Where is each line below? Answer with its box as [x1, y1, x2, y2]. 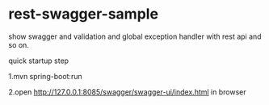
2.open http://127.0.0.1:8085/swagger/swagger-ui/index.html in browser [8, 86, 246, 97]
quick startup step [8, 56, 69, 65]
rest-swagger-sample [8, 5, 159, 23]
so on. [8, 40, 30, 49]
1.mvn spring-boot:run [8, 71, 82, 81]
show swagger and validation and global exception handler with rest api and [8, 31, 262, 41]
